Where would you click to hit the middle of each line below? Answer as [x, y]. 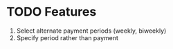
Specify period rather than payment [67, 37]
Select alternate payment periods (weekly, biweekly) [91, 31]
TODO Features [52, 12]
